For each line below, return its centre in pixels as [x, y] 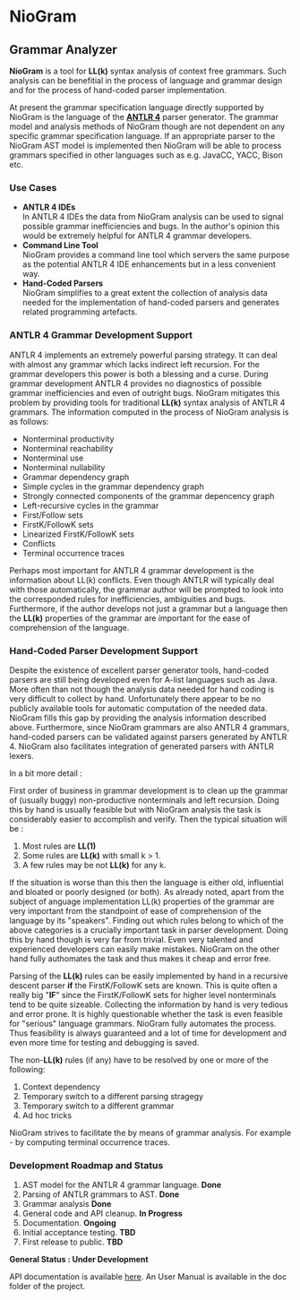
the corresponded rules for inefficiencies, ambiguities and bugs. [128, 598]
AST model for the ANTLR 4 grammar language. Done [122, 1185]
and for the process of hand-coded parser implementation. [118, 90]
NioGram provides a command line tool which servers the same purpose [156, 255]
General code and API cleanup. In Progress [103, 1214]
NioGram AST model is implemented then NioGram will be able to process [146, 146]
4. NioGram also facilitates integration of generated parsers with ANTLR [142, 746]
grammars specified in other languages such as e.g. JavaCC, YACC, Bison [146, 155]
